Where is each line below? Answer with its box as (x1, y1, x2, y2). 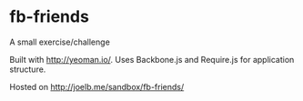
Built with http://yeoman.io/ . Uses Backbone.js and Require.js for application (9, 54, 295, 65)
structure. (9, 64, 46, 75)
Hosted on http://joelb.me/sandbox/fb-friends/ (9, 81, 185, 92)
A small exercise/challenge (9, 36, 111, 47)
